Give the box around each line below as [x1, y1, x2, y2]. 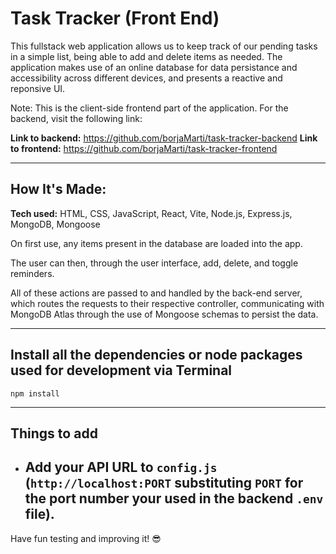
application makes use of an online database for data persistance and [10, 61, 298, 73]
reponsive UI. [10, 82, 66, 94]
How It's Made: [10, 181, 107, 198]
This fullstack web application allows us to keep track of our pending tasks [10, 40, 318, 52]
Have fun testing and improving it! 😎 [10, 532, 162, 544]
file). [24, 506, 55, 523]
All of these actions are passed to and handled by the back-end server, [10, 287, 303, 299]
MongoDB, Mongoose [10, 218, 101, 230]
